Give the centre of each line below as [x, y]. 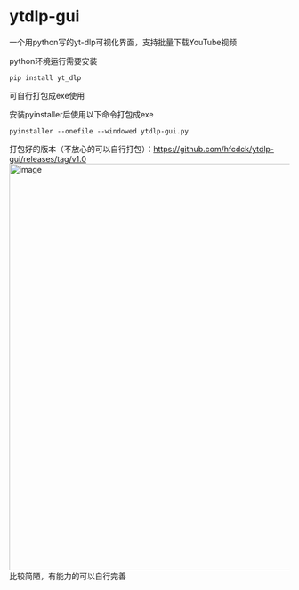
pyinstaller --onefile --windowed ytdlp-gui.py [99, 131]
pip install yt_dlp [45, 77]
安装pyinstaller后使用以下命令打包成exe [81, 114]
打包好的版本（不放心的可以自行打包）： [81, 149]
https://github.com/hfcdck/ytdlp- [214, 149]
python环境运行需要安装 [53, 61]
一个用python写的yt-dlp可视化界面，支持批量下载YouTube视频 [123, 42]
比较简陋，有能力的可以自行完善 [68, 576]
